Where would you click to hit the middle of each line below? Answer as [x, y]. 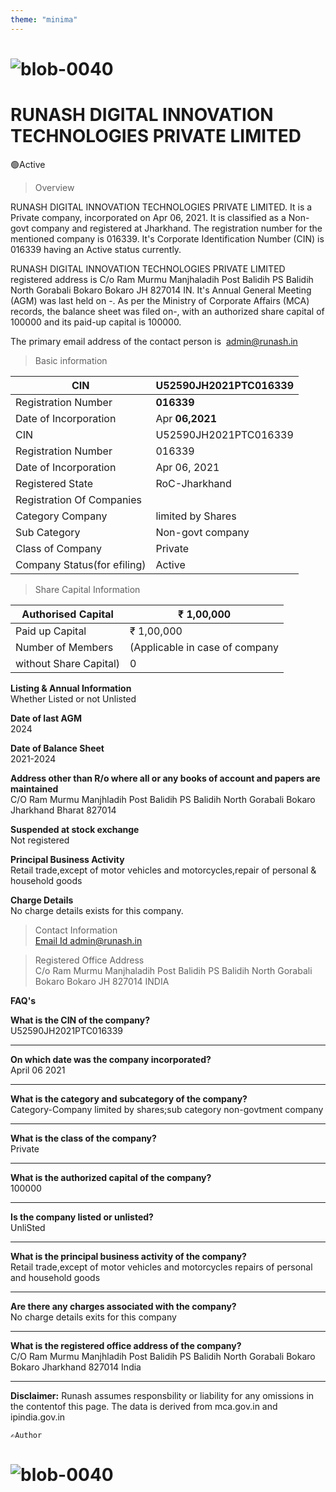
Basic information [71, 360]
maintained [34, 788]
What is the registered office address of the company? [126, 1345]
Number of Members [64, 647]
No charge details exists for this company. [97, 910]
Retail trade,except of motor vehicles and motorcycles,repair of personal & [163, 870]
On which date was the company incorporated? [111, 1059]
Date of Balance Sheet [57, 748]
